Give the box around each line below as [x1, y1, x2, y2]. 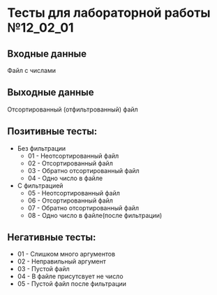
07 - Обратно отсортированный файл [27, 203, 140, 212]
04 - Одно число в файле [27, 174, 103, 182]
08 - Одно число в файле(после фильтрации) [27, 211, 163, 219]
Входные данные [7, 48, 87, 60]
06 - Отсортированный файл [27, 196, 114, 205]
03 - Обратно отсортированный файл [27, 166, 140, 174]
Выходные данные [7, 86, 94, 99]
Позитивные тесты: [7, 125, 98, 137]
